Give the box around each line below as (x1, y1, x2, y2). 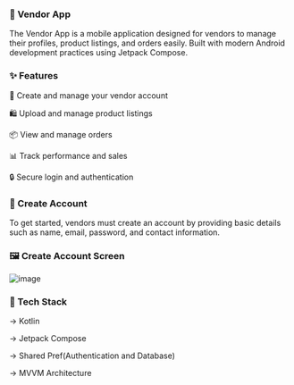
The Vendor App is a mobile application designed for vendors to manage (9, 29, 277, 39)
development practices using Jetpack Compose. (9, 47, 189, 58)
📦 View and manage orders (9, 129, 113, 139)
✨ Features (9, 70, 59, 82)
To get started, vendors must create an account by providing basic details (9, 217, 281, 228)
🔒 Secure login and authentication (9, 172, 134, 182)
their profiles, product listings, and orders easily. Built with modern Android (9, 38, 286, 48)
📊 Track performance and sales (9, 150, 128, 161)
